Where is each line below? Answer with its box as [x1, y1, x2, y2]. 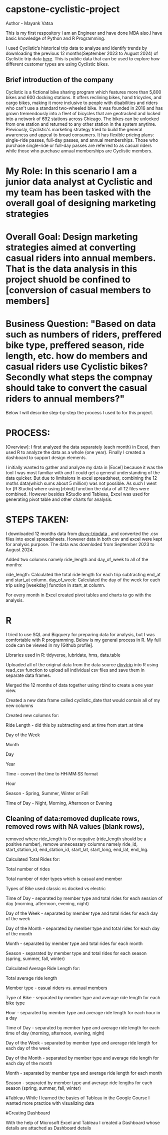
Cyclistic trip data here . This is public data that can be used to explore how [5, 55, 160, 61]
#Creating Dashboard [5, 1110, 50, 1116]
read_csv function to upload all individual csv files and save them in [5, 667, 144, 673]
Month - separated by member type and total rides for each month [5, 940, 143, 946]
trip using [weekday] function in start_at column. [5, 582, 105, 588]
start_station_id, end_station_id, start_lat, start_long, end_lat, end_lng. [5, 846, 149, 852]
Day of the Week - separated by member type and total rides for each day [5, 910, 158, 916]
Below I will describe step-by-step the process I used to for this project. [5, 410, 153, 416]
